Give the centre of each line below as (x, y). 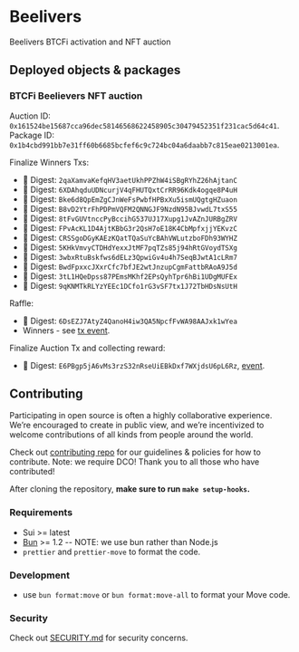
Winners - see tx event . (66, 330)
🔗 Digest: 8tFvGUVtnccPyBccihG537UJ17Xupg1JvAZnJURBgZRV (130, 218)
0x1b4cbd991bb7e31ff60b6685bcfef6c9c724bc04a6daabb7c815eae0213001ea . (145, 144)
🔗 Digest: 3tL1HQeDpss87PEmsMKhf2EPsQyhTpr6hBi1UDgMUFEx (130, 276)
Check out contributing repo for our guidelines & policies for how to (135, 452)
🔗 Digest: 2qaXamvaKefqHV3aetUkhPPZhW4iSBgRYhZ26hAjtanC (130, 179)
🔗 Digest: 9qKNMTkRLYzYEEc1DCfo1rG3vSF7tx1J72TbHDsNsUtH (130, 285)
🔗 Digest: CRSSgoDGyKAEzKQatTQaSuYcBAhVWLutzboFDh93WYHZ (130, 237)
